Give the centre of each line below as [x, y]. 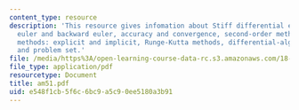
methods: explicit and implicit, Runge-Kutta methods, [121, 42]
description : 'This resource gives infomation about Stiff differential [147, 26]
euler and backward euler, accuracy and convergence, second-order [145, 34]
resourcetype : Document [53, 75]
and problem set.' [52, 51]
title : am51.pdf [39, 83]
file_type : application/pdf [61, 67]
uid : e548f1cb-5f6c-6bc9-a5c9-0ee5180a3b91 [91, 91]
